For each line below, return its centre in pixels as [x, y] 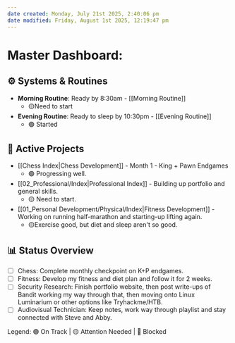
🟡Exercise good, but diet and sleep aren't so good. [103, 225]
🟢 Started [43, 124]
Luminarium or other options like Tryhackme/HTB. [90, 302]
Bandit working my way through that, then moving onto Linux [106, 295]
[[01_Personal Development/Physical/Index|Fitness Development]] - [116, 209]
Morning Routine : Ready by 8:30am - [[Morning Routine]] [102, 98]
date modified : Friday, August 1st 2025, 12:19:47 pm [88, 20]
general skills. [38, 192]
